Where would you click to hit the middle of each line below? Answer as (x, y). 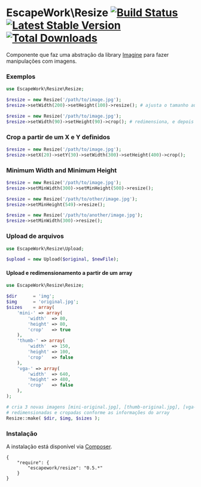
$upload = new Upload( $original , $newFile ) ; (63, 259)
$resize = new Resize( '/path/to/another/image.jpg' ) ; (75, 215)
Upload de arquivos (35, 236)
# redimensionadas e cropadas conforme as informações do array (88, 412)
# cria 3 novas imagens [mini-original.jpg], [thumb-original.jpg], (93, 407)
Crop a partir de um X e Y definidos (58, 137)
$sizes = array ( (31, 308)
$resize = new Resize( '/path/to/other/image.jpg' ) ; (72, 199)
